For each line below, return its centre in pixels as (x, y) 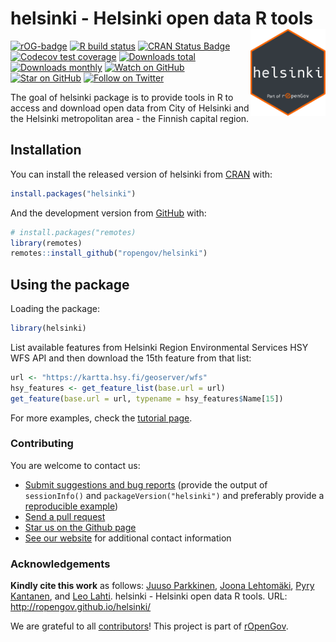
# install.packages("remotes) (73, 232)
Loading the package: (55, 309)
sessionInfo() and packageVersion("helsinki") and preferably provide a (174, 495)
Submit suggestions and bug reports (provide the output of (146, 484)
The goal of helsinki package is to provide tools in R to (122, 97)
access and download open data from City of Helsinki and (130, 108)
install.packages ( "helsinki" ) (73, 193)
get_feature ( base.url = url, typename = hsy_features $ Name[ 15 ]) (147, 398)
